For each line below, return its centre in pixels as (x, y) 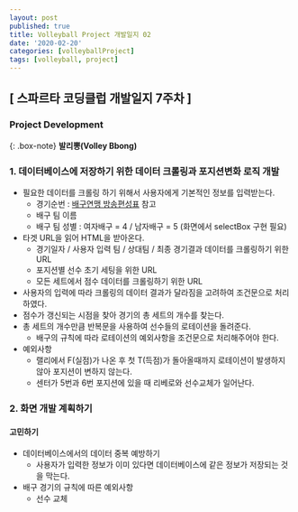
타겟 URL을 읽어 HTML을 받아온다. (83, 237)
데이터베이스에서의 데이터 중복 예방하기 (91, 453)
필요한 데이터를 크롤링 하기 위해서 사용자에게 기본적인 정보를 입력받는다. (149, 192)
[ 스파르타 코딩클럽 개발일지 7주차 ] (100, 99)
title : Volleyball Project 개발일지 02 (80, 34)
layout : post (34, 18)
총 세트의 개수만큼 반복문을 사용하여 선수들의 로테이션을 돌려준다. (136, 326)
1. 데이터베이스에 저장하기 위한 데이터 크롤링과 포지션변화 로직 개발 (144, 171)
